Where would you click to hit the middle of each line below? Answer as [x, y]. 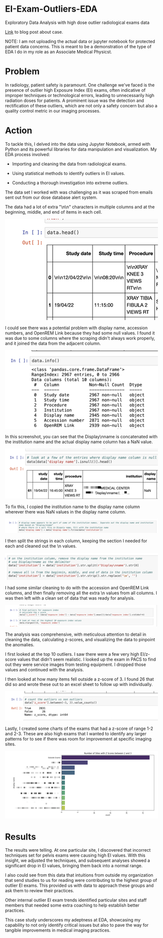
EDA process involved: [27, 154]
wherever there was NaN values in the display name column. [65, 512]
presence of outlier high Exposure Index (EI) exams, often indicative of [75, 90]
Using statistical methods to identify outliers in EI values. [68, 173]
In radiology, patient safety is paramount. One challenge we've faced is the [80, 85]
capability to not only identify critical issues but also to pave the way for [77, 925]
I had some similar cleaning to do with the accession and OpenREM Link [77, 588]
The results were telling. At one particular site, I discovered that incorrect [78, 850]
